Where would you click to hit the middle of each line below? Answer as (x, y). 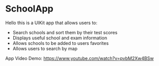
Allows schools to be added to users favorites (61, 43)
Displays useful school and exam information (60, 38)
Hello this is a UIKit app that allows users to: (51, 23)
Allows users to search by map (45, 48)
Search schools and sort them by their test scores (65, 32)
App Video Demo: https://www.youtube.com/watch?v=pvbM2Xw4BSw (79, 58)
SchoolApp (29, 9)
